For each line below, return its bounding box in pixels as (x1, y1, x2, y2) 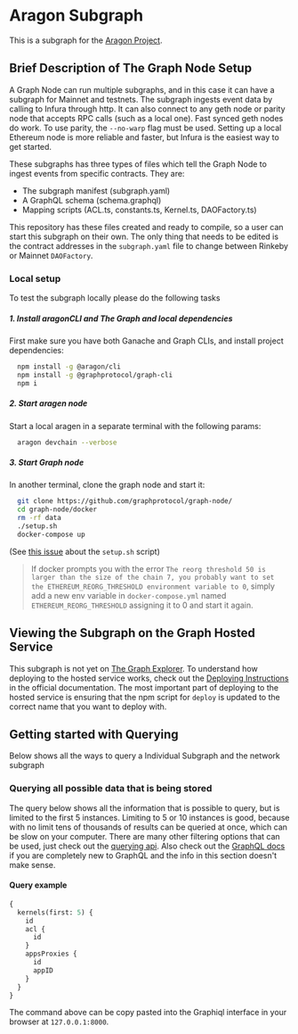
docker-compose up (17, 530, 86, 539)
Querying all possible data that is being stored (9, 782, 213, 795)
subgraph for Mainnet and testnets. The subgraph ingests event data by (9, 94, 273, 104)
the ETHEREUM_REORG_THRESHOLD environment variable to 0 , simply (30, 581, 276, 591)
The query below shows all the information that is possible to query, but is (9, 802, 280, 813)
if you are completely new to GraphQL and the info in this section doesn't (9, 849, 278, 861)
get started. (9, 141, 52, 152)
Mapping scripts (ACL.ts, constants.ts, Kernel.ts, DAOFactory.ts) (21, 204, 257, 215)
